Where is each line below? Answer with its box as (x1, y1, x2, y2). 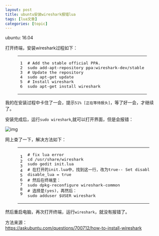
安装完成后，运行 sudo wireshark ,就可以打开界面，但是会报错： (5, 116, 134, 122)
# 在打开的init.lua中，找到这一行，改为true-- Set (27, 167, 133, 172)
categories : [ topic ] (5, 21, 48, 26)
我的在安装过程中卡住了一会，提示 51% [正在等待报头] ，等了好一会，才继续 (5, 100, 154, 106)
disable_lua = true (27, 172, 72, 177)
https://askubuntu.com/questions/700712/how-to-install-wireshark (5, 225, 142, 231)
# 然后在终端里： (27, 177, 61, 183)
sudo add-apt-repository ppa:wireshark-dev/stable (27, 65, 145, 71)
